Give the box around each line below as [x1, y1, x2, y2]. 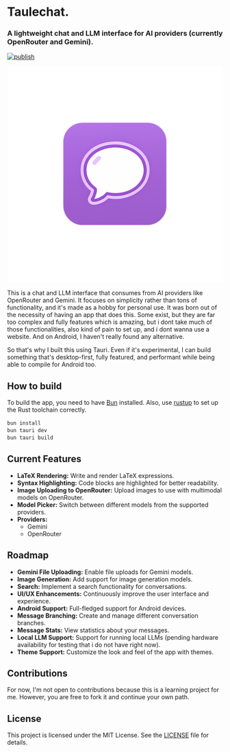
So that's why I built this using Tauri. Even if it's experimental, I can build [7, 346, 211, 354]
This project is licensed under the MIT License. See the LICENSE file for [7, 731, 209, 740]
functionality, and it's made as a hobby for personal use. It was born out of [7, 303, 218, 312]
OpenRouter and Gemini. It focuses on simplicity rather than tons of [7, 296, 197, 305]
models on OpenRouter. [16, 493, 84, 501]
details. [7, 738, 28, 747]
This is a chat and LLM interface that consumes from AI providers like [7, 289, 203, 297]
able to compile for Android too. [7, 360, 97, 368]
